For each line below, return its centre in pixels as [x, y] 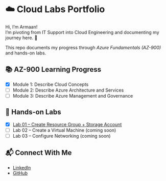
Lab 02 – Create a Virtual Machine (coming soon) [64, 130]
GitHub [20, 173]
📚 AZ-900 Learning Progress [53, 69]
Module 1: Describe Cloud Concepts [51, 84]
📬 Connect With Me [39, 153]
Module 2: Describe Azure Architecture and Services [68, 90]
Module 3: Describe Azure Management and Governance [73, 96]
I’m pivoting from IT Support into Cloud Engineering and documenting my [82, 32]
